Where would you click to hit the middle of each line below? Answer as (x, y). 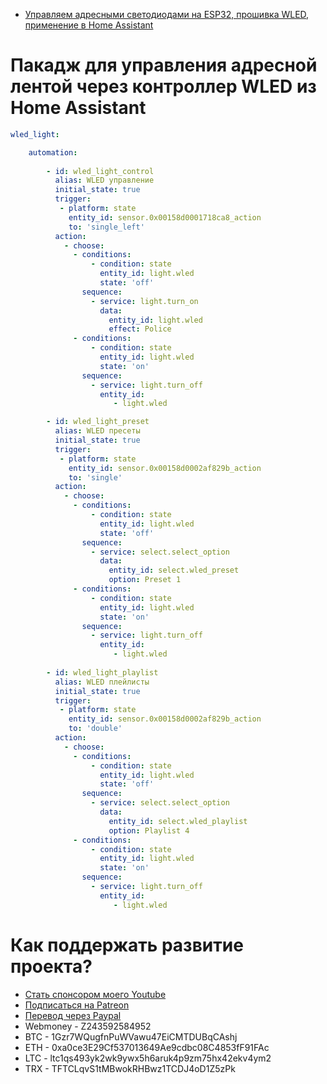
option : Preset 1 (145, 580)
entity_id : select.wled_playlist (178, 821)
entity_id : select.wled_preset (174, 570)
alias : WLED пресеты (97, 431)
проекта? (51, 966)
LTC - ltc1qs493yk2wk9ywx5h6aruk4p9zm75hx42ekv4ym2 (148, 1058)
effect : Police (140, 329)
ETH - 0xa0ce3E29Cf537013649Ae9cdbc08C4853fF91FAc (147, 1047)
